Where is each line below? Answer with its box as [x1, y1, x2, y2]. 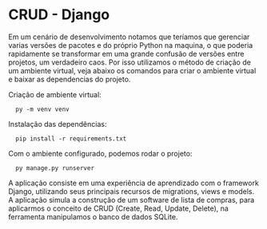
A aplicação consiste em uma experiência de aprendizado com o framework [8, 178, 260, 188]
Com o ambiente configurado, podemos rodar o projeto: [8, 148, 193, 158]
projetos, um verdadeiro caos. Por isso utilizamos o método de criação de [8, 57, 252, 67]
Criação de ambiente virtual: [8, 89, 102, 99]
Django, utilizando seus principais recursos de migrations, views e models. [8, 186, 255, 196]
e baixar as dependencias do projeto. [8, 74, 131, 84]
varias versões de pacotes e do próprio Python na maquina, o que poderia [8, 40, 253, 49]
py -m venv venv [15, 105, 70, 113]
